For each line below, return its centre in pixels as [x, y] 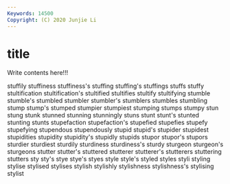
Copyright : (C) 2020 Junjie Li [52, 20]
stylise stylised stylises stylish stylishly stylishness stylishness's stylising [111, 166]
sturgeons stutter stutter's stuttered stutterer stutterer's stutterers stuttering [114, 152]
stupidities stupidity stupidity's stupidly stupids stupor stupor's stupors [107, 137]
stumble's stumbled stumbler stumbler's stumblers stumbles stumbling [107, 101]
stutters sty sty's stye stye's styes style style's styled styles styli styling [109, 159]
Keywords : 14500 [30, 13]
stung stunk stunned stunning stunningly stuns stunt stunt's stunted [103, 115]
